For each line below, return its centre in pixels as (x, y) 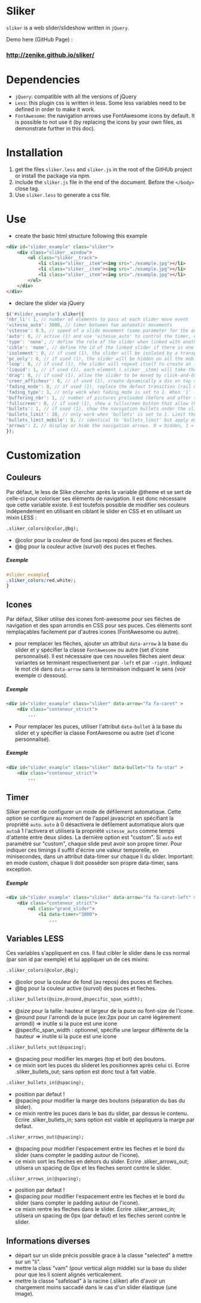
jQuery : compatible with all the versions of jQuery (76, 96)
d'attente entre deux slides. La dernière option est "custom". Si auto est (94, 837)
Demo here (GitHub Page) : (39, 39)
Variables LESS (35, 938)
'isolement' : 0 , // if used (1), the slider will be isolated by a (92, 353)
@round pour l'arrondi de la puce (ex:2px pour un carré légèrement (98, 1017)
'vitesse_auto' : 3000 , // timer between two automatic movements (89, 325)
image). (24, 1294)
